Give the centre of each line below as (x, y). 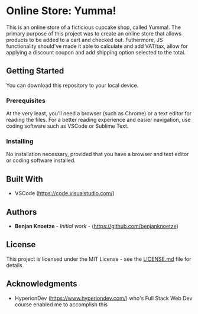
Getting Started (35, 71)
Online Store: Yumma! (61, 11)
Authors (22, 212)
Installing (20, 141)
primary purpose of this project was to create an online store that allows (94, 33)
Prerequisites (26, 101)
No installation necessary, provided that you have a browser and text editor (98, 154)
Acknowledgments (42, 284)
